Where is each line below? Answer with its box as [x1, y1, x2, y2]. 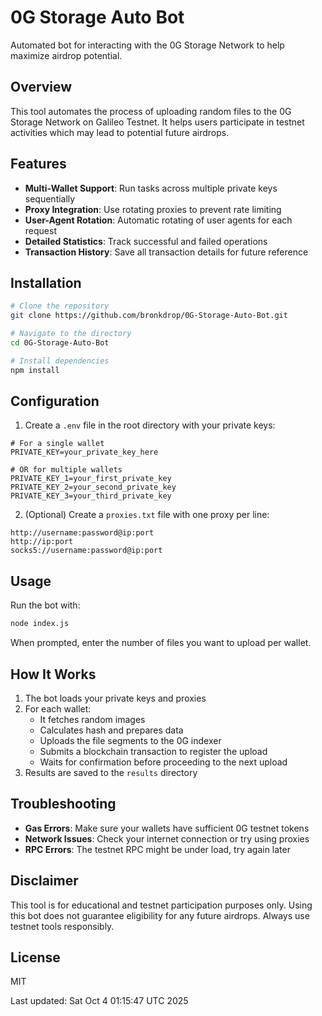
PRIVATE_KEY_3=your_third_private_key [10, 491, 172, 501]
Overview [10, 79, 73, 96]
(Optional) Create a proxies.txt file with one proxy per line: [24, 509, 270, 521]
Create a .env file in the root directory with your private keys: [24, 419, 276, 431]
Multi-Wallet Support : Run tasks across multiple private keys [24, 182, 278, 194]
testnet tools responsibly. [10, 920, 115, 932]
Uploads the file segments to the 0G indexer [39, 734, 222, 746]
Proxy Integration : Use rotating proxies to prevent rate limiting [24, 203, 282, 215]
